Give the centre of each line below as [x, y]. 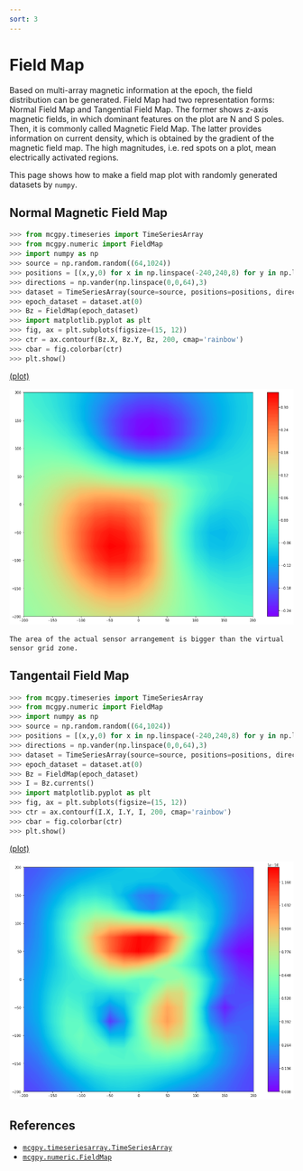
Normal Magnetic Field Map [89, 212]
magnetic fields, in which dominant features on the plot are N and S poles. [147, 118]
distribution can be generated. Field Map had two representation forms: [142, 99]
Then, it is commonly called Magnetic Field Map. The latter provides [136, 128]
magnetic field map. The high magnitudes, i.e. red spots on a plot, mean [143, 147]
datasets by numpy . [44, 184]
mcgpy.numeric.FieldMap [67, 1157]
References [42, 1125]
